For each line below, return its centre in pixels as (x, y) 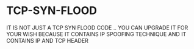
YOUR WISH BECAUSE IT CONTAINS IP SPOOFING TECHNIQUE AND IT (96, 34)
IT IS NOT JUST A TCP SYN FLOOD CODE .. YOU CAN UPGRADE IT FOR (97, 28)
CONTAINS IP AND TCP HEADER (47, 40)
